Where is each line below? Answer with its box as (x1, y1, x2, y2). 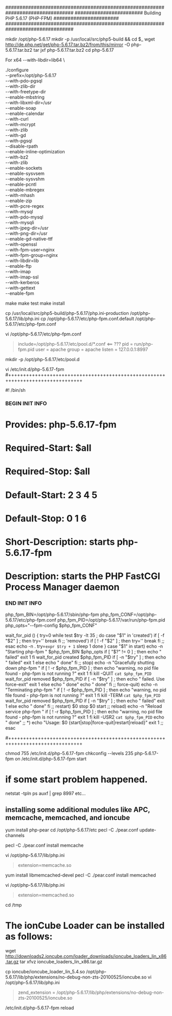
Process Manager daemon (5, 582, 120, 593)
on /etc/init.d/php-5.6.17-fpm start (14, 755, 87, 762)
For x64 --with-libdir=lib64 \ (5, 57, 65, 63)
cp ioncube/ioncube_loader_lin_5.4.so (5, 969, 85, 975)
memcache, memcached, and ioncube (5, 813, 131, 822)
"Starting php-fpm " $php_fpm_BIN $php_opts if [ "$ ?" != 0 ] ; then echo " (5, 648, 162, 654)
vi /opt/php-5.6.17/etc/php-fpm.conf (5, 331, 82, 337)
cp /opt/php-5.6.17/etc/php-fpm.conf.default (40, 315, 135, 322)
